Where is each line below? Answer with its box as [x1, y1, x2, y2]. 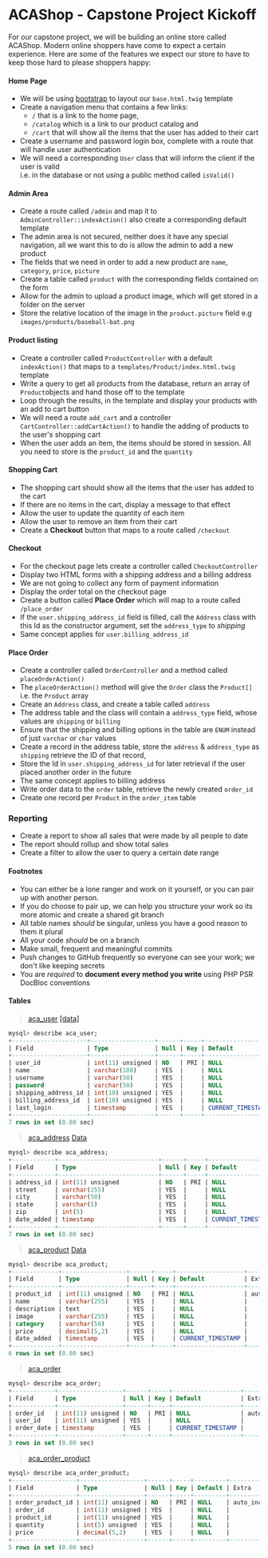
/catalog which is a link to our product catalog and [31, 119, 199, 129]
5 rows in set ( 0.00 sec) [8, 1543, 94, 1552]
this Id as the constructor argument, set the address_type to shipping [19, 620, 246, 630]
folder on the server [19, 300, 85, 310]
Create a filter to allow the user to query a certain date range [19, 848, 219, 858]
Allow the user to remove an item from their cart [19, 516, 178, 526]
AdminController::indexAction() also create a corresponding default [19, 214, 247, 225]
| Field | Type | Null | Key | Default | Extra [8, 1484, 251, 1492]
